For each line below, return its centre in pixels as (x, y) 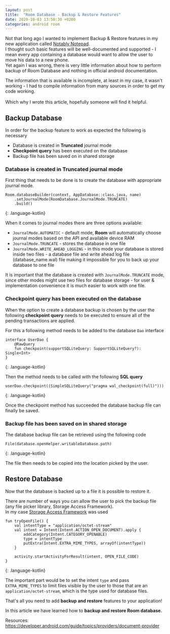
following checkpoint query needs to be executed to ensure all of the (78, 315)
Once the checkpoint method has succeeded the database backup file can (83, 405)
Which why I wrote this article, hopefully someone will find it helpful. (76, 102)
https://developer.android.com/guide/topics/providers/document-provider (82, 625)
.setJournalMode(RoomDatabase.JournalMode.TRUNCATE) (71, 200)
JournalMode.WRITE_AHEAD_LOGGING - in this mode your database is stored (88, 249)
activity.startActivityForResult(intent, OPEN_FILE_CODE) (77, 557)
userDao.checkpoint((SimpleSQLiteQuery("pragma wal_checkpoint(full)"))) (85, 386)
